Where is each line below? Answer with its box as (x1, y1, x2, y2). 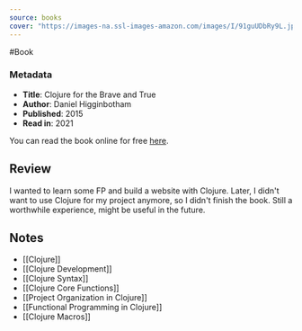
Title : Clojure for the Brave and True (22, 89, 156, 100)
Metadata (9, 68, 52, 81)
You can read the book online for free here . (9, 135, 169, 146)
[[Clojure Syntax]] (22, 273, 89, 284)
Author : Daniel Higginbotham (22, 98, 132, 109)
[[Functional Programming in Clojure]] (22, 302, 163, 313)
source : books (9, 13, 63, 22)
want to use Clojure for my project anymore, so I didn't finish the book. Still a (9, 194, 293, 205)
